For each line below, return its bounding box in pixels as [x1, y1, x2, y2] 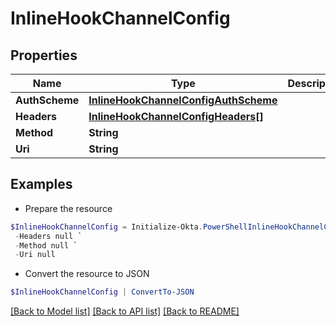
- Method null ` [14, 240, 78, 251]
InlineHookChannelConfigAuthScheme [88, 93, 278, 107]
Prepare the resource [24, 202, 113, 214]
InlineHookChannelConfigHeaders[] [88, 110, 264, 123]
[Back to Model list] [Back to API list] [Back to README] [10, 305, 240, 317]
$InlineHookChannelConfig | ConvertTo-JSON [10, 287, 195, 297]
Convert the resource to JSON [24, 268, 150, 280]
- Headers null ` [14, 231, 83, 241]
